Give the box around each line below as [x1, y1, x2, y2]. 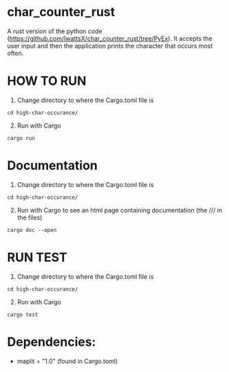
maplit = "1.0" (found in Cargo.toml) [17, 357, 118, 365]
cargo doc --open [7, 226, 57, 233]
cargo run [7, 135, 36, 141]
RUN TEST [7, 250, 67, 265]
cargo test [7, 311, 39, 318]
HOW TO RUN [7, 73, 87, 89]
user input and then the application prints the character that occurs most [7, 41, 213, 50]
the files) [17, 213, 43, 222]
